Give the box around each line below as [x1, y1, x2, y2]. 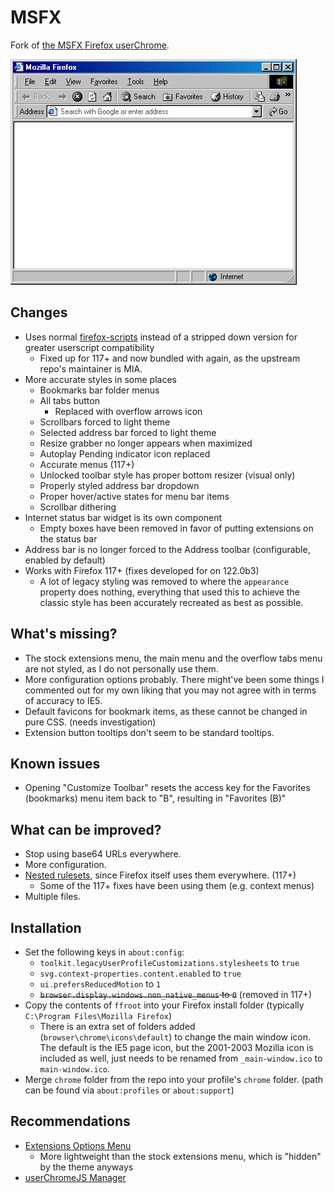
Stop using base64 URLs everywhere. [24, 848, 182, 860]
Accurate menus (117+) [39, 458, 135, 470]
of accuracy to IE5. [24, 694, 103, 706]
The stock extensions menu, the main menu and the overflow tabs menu [24, 652, 323, 664]
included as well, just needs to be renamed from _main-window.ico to [39, 1052, 323, 1064]
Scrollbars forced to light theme [39, 416, 171, 428]
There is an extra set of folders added [39, 1021, 196, 1032]
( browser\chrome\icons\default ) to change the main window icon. [39, 1031, 312, 1043]
